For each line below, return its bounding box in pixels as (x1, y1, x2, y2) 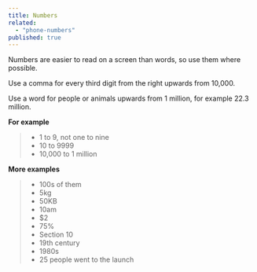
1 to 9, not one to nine (39, 133, 110, 142)
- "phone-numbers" (15, 26, 76, 34)
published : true (8, 33, 61, 42)
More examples (8, 164, 61, 174)
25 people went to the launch (39, 255, 134, 264)
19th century (39, 238, 80, 248)
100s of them (39, 180, 83, 189)
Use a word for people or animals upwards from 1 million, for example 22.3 (8, 94, 249, 103)
